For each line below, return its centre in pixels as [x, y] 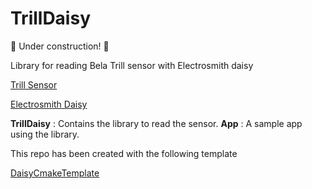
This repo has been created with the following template [124, 153]
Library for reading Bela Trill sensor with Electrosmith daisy [132, 65]
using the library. [45, 134]
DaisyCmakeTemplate [55, 173]
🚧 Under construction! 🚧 [60, 46]
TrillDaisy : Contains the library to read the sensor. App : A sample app [156, 123]
